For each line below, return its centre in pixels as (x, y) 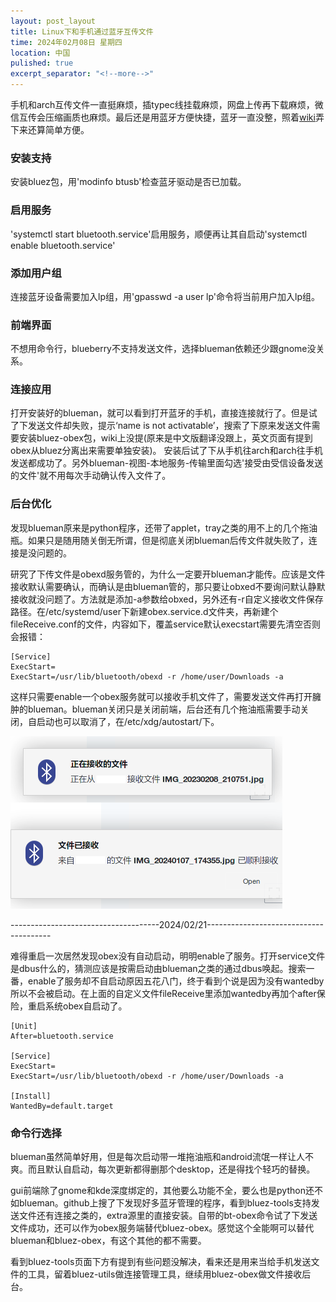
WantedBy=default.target (62, 1106)
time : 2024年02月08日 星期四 (66, 42)
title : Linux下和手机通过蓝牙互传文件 (82, 31)
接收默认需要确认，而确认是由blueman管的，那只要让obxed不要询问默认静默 (168, 586)
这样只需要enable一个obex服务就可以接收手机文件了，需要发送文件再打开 (161, 696)
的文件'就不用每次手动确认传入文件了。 (91, 476)
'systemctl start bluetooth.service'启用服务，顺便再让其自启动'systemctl (159, 234)
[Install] (31, 1096)
